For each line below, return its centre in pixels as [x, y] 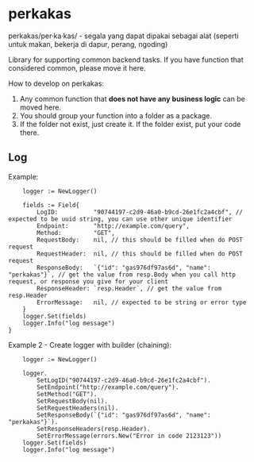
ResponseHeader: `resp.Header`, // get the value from [129, 288]
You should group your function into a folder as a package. [116, 115]
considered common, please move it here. [77, 67]
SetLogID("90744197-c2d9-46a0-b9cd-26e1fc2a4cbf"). [124, 380]
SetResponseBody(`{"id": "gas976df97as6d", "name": [124, 415]
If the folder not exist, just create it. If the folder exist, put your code [130, 124]
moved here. [40, 107]
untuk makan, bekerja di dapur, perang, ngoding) [88, 44]
